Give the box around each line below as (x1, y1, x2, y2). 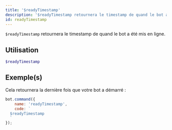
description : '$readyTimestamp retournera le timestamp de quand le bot (5, 12, 164, 17)
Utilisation (5, 45, 39, 54)
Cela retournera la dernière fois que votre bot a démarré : (5, 87, 126, 93)
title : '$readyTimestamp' (5, 7, 60, 13)
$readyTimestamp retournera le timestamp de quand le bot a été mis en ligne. (5, 31, 166, 37)
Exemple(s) (5, 73, 42, 82)
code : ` (14, 106, 31, 111)
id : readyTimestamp (5, 17, 47, 22)
